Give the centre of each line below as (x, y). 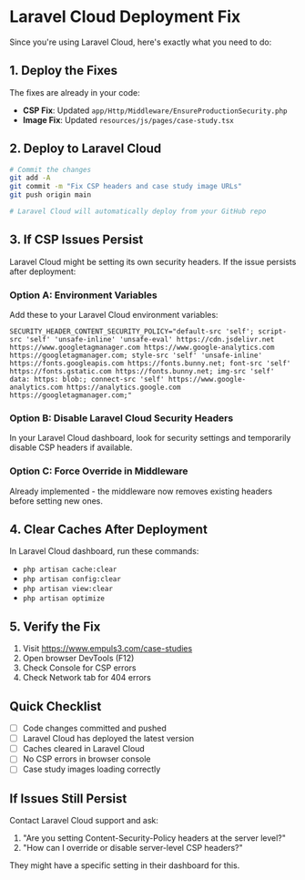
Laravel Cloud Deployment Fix (125, 17)
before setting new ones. (56, 501)
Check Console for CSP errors (79, 668)
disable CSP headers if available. (71, 447)
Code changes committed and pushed (94, 728)
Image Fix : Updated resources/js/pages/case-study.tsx (128, 119)
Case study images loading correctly (91, 769)
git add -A (30, 178)
